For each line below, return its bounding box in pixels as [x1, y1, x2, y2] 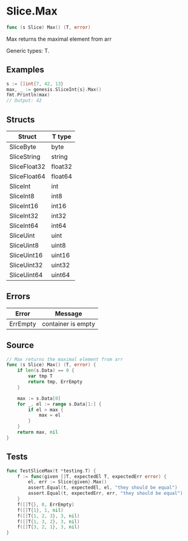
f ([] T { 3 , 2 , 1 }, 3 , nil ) [17, 524, 80, 530]
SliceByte [9, 143, 36, 151]
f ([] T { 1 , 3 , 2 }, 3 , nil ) [17, 519, 80, 525]
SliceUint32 [9, 261, 43, 269]
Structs [6, 114, 35, 125]
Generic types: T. [6, 47, 50, 54]
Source [6, 340, 35, 351]
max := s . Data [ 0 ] [17, 395, 61, 402]
